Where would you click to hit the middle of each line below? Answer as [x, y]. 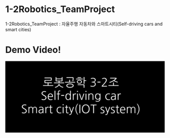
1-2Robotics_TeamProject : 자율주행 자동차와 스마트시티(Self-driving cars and [84, 24]
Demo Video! [33, 50]
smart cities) [18, 29]
